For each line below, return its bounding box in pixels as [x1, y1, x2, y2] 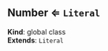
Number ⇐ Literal [7, 6, 100, 20]
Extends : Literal [7, 35, 64, 45]
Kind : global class [7, 27, 66, 36]
